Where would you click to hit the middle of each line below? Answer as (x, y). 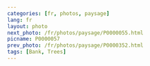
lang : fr (20, 20)
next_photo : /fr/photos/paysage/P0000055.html (75, 33)
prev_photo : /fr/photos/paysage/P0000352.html (75, 45)
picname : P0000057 (34, 39)
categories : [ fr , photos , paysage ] (58, 13)
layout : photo (28, 26)
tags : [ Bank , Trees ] (37, 52)
